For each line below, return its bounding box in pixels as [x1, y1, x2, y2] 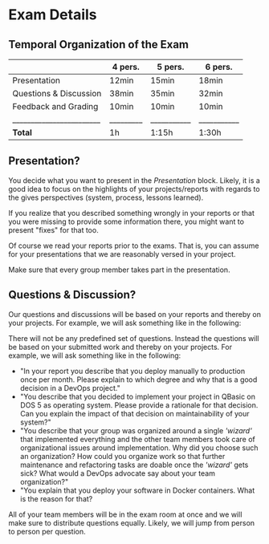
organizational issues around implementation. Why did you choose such [19, 443, 259, 453]
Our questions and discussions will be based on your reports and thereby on [8, 309, 262, 319]
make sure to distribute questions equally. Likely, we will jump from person [8, 518, 255, 527]
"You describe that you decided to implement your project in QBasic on [19, 392, 255, 401]
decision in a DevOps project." [19, 383, 120, 392]
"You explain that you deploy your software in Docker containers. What [19, 485, 255, 495]
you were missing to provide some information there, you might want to [8, 217, 245, 226]
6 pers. [205, 62, 233, 72]
